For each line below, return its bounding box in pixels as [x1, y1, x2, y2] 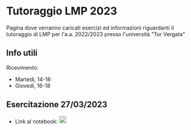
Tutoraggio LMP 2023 [6, 4, 117, 18]
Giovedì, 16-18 [14, 82, 51, 89]
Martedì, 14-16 [14, 75, 51, 82]
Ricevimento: [6, 64, 39, 71]
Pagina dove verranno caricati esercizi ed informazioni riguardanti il [6, 24, 174, 31]
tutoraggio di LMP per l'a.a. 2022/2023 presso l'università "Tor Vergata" [6, 30, 186, 37]
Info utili [6, 48, 38, 58]
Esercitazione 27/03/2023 [6, 99, 107, 110]
